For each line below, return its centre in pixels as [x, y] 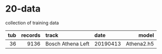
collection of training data [32, 23]
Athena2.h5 [140, 43]
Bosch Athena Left [67, 43]
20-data [23, 9]
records [31, 35]
